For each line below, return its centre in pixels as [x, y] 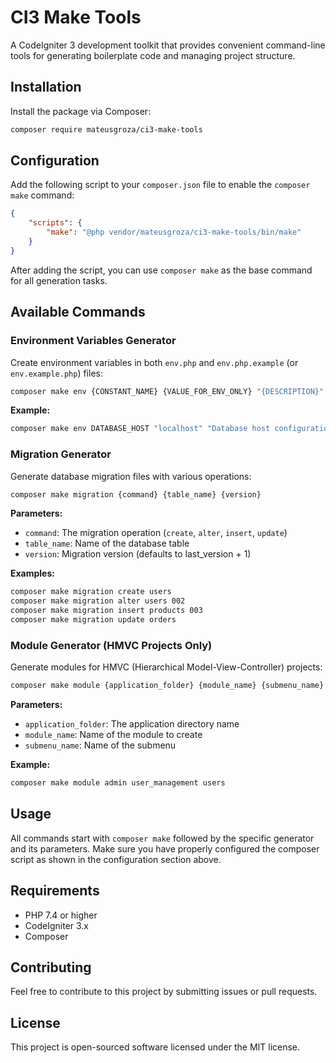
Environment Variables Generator [93, 341]
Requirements [55, 891]
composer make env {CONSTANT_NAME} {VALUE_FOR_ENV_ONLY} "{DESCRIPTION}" [167, 391]
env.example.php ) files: [56, 373]
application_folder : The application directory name [132, 724]
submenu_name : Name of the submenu [100, 745]
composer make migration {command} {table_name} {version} [136, 494]
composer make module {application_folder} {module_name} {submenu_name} [167, 686]
